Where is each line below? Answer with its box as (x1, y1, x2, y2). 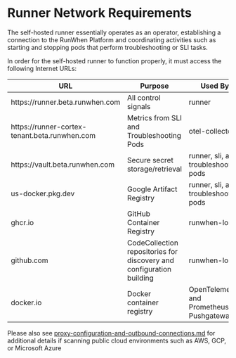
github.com (11, 255, 48, 265)
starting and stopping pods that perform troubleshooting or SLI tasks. (7, 43, 209, 51)
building (127, 273, 155, 283)
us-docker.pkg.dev (11, 188, 75, 198)
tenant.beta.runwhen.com (11, 130, 96, 140)
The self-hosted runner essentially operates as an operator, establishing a (7, 28, 221, 37)
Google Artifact (127, 184, 178, 194)
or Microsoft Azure (7, 343, 62, 352)
